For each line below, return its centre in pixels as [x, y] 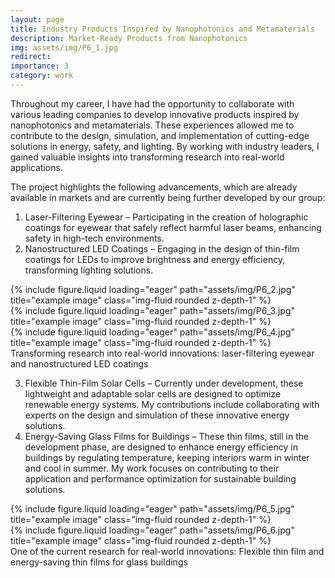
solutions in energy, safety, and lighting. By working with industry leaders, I [165, 146]
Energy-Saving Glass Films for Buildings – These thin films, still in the [167, 436]
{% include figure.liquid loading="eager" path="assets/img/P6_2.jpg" [153, 289]
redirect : [31, 57]
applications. [36, 167]
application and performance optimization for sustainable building [160, 478]
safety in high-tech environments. [94, 238]
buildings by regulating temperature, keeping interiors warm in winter [167, 457]
